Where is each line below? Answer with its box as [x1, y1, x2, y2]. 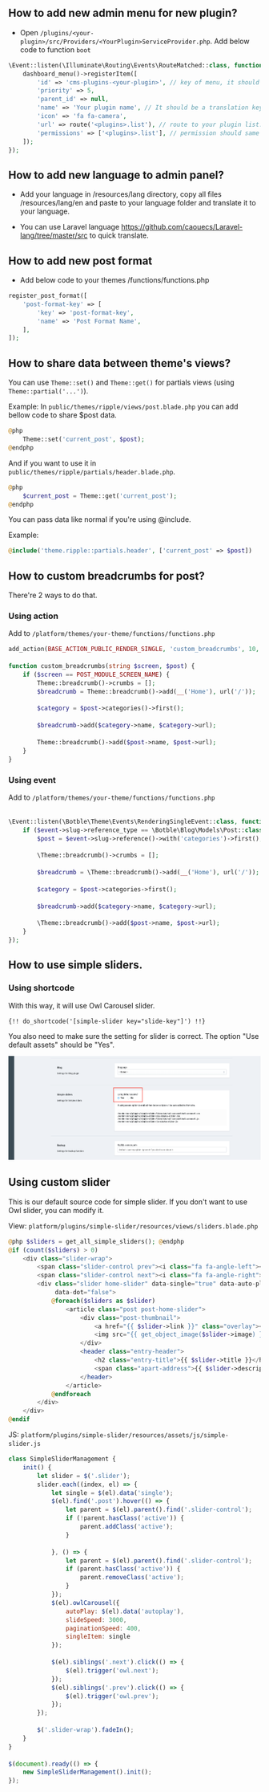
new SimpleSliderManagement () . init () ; [22, 1768, 152, 1777]
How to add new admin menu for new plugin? [8, 6, 238, 20]
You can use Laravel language [19, 222, 120, 232]
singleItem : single [65, 1633, 130, 1641]
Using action [8, 610, 58, 621]
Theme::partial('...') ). [8, 386, 89, 396]
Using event [8, 774, 56, 785]
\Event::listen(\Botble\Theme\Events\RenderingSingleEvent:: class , [8, 817, 239, 825]
